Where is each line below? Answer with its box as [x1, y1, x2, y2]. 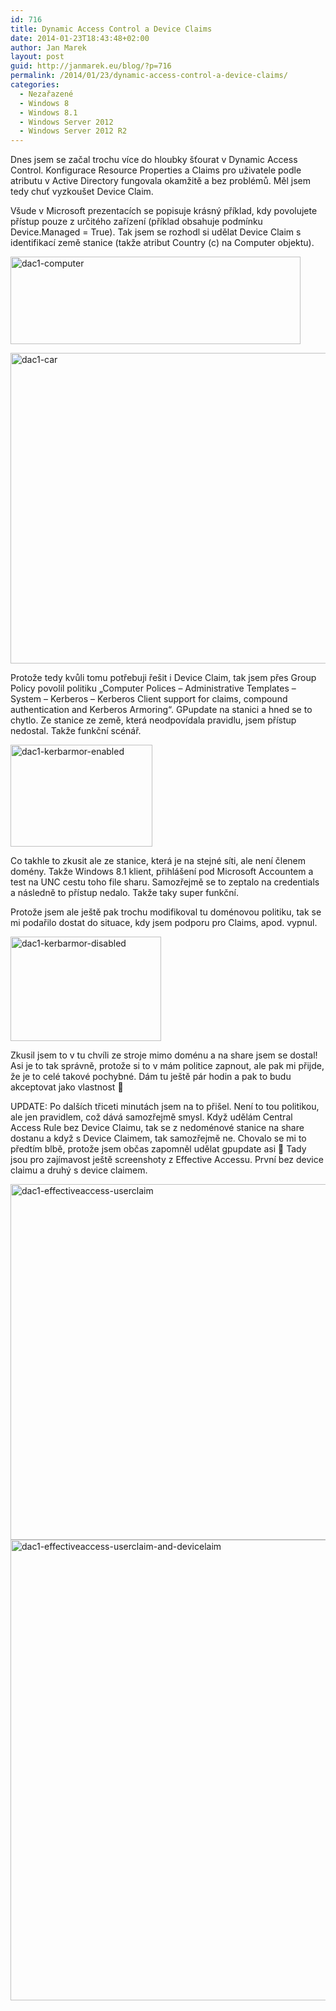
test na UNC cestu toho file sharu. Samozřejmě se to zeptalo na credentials [10, 876, 320, 888]
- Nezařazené [19, 89, 74, 99]
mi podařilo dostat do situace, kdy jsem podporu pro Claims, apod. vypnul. [10, 917, 318, 929]
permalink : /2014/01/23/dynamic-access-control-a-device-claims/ [10, 71, 288, 81]
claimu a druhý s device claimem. [10, 1164, 148, 1176]
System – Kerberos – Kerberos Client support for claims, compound [10, 693, 288, 705]
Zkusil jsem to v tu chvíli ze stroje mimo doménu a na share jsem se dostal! [10, 1049, 318, 1061]
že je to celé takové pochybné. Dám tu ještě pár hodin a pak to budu [10, 1071, 292, 1083]
